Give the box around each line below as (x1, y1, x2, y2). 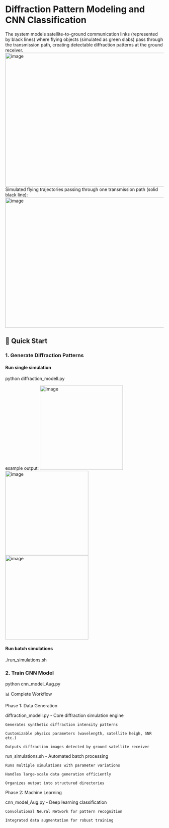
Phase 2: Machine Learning (5, 789, 62, 795)
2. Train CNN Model (5, 669, 54, 676)
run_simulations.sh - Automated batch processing (5, 753, 109, 759)
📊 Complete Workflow (5, 691, 52, 697)
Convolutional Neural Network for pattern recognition (5, 809, 123, 814)
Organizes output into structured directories (5, 781, 105, 786)
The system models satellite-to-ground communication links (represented (5, 31, 158, 37)
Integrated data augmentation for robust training (5, 817, 114, 823)
